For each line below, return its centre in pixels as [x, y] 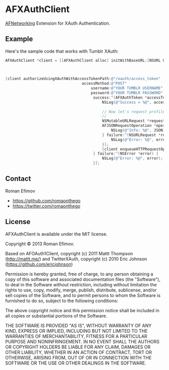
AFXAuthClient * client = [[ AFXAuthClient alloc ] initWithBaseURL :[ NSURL [83, 60]
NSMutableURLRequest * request [134, 121]
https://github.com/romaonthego [46, 200]
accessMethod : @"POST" [104, 84]
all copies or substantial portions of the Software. [56, 316]
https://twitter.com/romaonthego [46, 206]
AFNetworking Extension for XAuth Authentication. [58, 23]
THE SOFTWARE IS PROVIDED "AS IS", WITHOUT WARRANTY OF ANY [78, 325]
